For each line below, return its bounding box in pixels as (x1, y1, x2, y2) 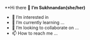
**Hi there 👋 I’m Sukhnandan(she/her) (4, 5, 86, 10)
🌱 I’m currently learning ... (11, 20, 65, 25)
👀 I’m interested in (11, 14, 49, 20)
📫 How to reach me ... (11, 30, 58, 36)
